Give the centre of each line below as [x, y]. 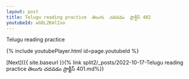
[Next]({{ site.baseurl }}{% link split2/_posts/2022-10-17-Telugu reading [95, 62]
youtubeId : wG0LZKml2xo [36, 23]
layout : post [22, 12]
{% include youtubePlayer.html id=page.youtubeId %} [73, 51]
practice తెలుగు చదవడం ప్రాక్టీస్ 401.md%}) [55, 69]
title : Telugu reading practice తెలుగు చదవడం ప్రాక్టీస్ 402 [79, 17]
